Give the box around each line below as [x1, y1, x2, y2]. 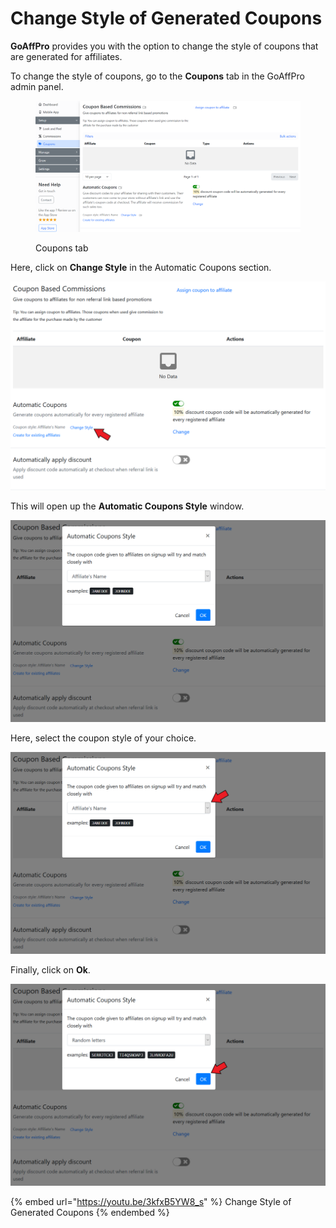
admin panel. [10, 80, 64, 92]
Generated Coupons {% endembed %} [10, 1207, 170, 1219]
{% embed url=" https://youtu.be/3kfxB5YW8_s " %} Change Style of [10, 1196, 292, 1208]
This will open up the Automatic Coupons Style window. [10, 500, 245, 512]
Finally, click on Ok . [10, 964, 91, 976]
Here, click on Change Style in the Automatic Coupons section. [10, 261, 272, 273]
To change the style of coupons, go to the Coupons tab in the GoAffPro [10, 70, 305, 82]
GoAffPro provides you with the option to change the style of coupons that [10, 40, 319, 52]
